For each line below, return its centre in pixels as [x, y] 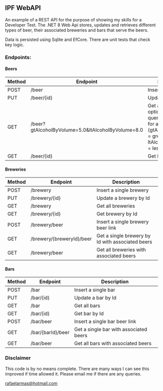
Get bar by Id [89, 314]
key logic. [15, 44]
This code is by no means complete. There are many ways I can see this [77, 369]
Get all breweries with [121, 250]
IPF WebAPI [23, 8]
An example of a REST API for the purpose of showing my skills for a [73, 19]
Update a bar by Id [95, 298]
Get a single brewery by [123, 236]
